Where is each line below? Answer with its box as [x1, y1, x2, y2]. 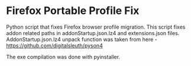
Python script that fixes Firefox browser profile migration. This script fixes [6, 23, 186, 30]
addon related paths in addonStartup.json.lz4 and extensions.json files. [6, 29, 180, 36]
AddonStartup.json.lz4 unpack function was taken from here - [6, 36, 158, 43]
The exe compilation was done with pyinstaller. [6, 53, 120, 60]
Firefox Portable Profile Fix [6, 4, 140, 18]
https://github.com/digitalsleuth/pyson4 [6, 42, 103, 49]
